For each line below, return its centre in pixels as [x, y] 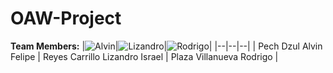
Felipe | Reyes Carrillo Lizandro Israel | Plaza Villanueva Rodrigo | [144, 56]
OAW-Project [66, 18]
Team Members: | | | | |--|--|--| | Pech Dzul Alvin [166, 46]
